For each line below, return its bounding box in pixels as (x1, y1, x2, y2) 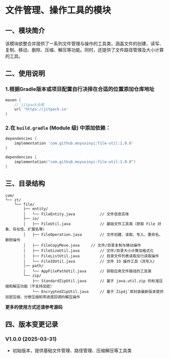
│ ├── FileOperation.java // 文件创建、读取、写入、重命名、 (23, 232, 163, 237)
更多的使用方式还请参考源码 (5, 304, 63, 310)
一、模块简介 (5, 26, 45, 35)
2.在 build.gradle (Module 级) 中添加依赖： (5, 125, 111, 132)
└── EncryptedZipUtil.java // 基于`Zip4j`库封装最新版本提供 (32, 289, 164, 294)
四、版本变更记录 (5, 320, 58, 328)
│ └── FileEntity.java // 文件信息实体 (23, 211, 129, 217)
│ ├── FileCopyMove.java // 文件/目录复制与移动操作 (23, 243, 141, 248)
